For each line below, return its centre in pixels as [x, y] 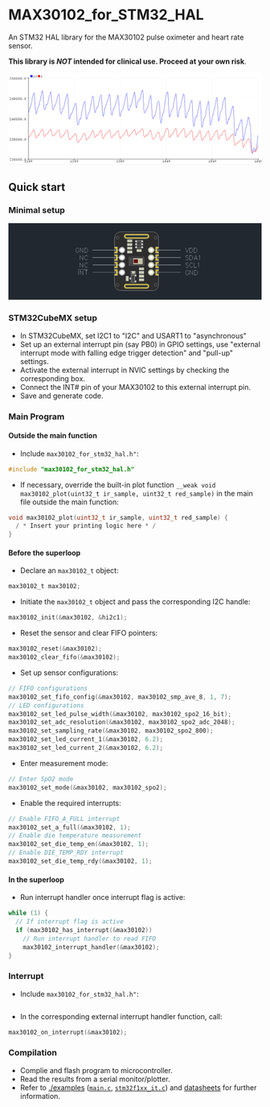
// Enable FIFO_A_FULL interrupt [64, 819]
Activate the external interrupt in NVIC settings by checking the [125, 370]
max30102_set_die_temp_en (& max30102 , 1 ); [79, 844]
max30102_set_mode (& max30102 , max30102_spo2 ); [88, 787]
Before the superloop [45, 553]
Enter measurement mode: [64, 763]
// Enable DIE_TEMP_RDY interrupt [66, 853]
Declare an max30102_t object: [69, 570]
